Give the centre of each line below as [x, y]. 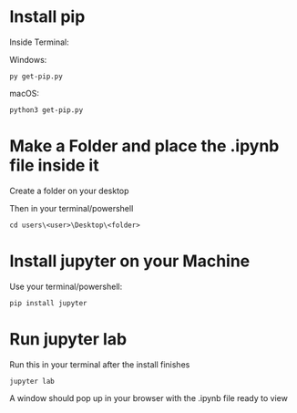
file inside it [54, 165]
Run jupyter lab [68, 339]
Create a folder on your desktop [69, 191]
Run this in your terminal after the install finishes [100, 364]
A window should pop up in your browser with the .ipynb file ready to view [149, 398]
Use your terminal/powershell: [66, 286]
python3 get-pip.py [46, 110]
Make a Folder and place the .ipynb [144, 146]
